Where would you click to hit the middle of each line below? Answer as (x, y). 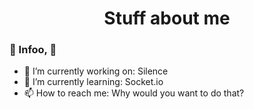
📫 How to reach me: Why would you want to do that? (134, 93)
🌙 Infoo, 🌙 (33, 50)
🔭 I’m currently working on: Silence (96, 71)
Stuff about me (167, 18)
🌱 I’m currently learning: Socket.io (93, 82)
